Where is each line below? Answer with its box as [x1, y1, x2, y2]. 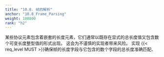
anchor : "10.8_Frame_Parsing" [5, 12, 67, 16]
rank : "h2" [5, 20, 27, 26]
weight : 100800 [5, 16, 36, 21]
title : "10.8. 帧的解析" [5, 7, 53, 12]
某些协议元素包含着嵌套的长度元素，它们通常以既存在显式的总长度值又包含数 [5, 34, 159, 40]
